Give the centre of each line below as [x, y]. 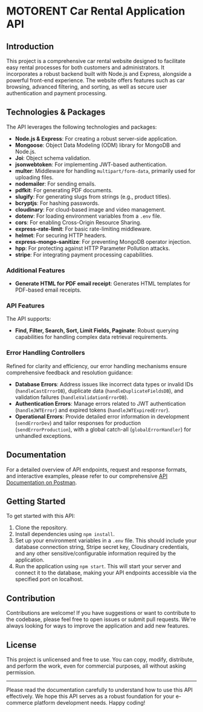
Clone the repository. [41, 528]
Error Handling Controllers [46, 353]
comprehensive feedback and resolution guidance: [69, 372]
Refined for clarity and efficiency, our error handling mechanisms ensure [97, 366]
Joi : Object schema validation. [53, 158]
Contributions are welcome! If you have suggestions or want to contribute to [101, 613]
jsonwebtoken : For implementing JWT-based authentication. [91, 164]
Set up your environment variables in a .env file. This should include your [106, 540]
